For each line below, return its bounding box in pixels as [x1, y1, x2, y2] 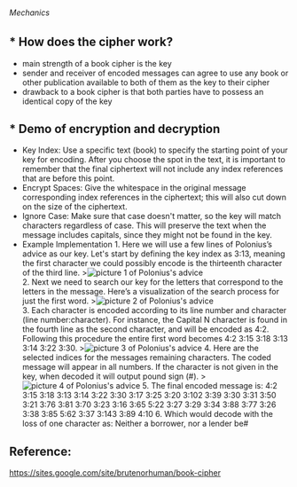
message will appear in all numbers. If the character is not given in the [21, 362, 279, 373]
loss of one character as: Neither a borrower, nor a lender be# [21, 418, 249, 429]
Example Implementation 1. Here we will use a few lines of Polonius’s [21, 240, 273, 250]
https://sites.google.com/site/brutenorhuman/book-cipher [9, 467, 222, 478]
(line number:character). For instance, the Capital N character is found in [21, 315, 288, 326]
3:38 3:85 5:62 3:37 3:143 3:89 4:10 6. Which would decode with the [21, 409, 273, 420]
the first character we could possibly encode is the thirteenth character [21, 258, 283, 269]
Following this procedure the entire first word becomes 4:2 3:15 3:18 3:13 [21, 334, 288, 344]
